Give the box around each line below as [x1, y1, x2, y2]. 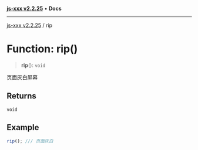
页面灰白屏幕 [6, 73, 38, 81]
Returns [6, 91, 37, 101]
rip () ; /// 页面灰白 [6, 138, 53, 144]
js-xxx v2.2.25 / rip [6, 22, 52, 29]
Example [6, 122, 39, 132]
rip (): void [21, 62, 46, 69]
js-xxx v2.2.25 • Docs [6, 5, 62, 12]
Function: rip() [6, 42, 78, 56]
